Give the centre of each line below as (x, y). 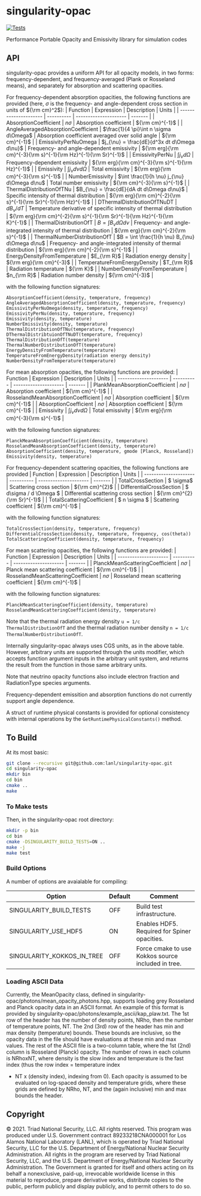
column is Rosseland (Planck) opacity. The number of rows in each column (98, 1052)
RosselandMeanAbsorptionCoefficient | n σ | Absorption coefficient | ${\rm (98, 397)
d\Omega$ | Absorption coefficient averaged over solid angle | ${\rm (91, 135)
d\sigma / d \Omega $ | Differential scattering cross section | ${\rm (89, 493)
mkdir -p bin (22, 831)
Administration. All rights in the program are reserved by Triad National (93, 1154)
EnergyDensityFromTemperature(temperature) (61, 350)
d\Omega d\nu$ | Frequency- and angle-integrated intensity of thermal (94, 243)
